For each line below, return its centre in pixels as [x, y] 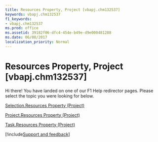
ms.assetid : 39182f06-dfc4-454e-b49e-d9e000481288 [58, 33]
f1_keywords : [19, 19]
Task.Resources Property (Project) [40, 125]
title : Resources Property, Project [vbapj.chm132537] [63, 10]
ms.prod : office [22, 28]
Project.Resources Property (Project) [43, 115]
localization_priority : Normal [37, 42]
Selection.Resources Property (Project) [45, 105]
